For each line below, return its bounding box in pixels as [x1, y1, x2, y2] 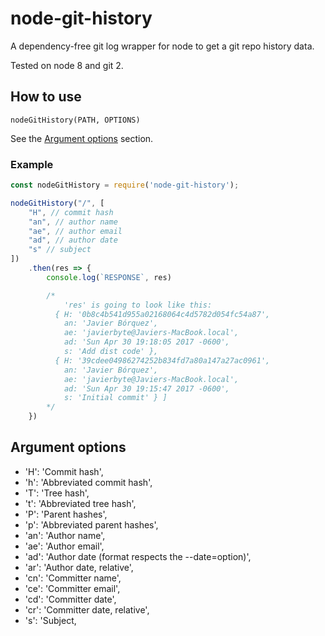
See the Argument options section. [10, 132, 154, 144]
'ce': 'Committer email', [24, 582, 121, 594]
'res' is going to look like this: [63, 300, 213, 310]
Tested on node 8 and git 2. [10, 59, 124, 71]
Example [10, 157, 54, 171]
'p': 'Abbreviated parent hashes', [24, 518, 159, 531]
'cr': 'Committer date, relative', [24, 603, 150, 616]
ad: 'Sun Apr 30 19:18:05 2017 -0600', [63, 337, 230, 347]
